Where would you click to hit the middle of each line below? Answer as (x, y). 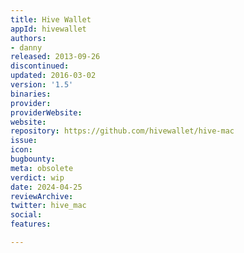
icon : (21, 150)
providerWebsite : (46, 112)
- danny (26, 47)
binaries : (31, 94)
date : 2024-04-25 (46, 187)
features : (31, 224)
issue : (24, 141)
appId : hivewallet (48, 29)
